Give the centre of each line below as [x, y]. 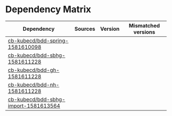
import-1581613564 [34, 106]
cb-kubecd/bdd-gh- [34, 70]
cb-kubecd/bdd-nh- [34, 84]
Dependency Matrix [48, 9]
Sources [85, 29]
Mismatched [144, 26]
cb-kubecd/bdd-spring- [38, 40]
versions [144, 32]
